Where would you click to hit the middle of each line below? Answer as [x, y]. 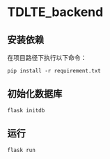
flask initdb [26, 110]
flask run [22, 150]
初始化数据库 [35, 94]
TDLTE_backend [55, 12]
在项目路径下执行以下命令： [47, 58]
